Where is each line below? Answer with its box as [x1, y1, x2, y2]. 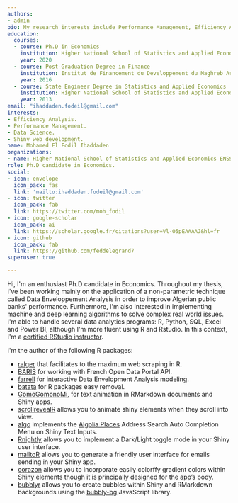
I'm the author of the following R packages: [7, 346, 133, 354]
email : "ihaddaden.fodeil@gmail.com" [7, 103, 119, 110]
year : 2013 [20, 96, 52, 103]
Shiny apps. [17, 397, 52, 406]
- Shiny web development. [7, 135, 84, 142]
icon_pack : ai [13, 221, 55, 228]
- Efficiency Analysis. [7, 115, 78, 123]
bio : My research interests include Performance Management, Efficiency [7, 23, 227, 30]
